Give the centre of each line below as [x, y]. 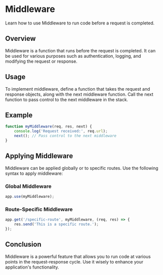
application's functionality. [32, 267]
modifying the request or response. [41, 61]
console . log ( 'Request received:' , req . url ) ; [61, 131]
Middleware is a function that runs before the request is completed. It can [80, 50]
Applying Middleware [39, 156]
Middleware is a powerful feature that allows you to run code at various [78, 256]
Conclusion [23, 244]
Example [19, 115]
